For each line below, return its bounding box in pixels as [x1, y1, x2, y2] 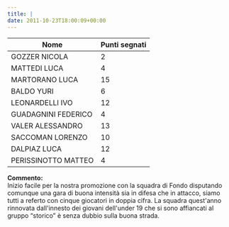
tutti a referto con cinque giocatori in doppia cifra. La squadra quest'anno [7, 196, 222, 204]
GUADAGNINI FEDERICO [11, 109, 93, 119]
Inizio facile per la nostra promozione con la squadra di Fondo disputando [7, 181, 223, 189]
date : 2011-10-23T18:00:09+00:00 [7, 17, 106, 24]
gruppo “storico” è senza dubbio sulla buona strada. [7, 211, 160, 220]
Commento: [7, 173, 43, 182]
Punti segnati [100, 40, 147, 50]
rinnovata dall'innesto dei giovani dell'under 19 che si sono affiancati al [7, 204, 214, 212]
